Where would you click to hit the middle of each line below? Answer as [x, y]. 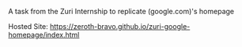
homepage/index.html [44, 35]
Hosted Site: [28, 26]
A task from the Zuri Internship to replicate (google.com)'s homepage [121, 11]
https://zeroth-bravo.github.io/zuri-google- [120, 26]
